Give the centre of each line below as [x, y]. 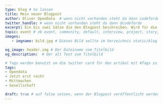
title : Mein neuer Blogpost [33, 14]
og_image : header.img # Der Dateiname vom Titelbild [59, 50]
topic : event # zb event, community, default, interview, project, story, [82, 32]
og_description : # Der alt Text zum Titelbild [54, 54]
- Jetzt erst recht [25, 76]
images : [13, 37]
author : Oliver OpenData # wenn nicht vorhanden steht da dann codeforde [82, 18]
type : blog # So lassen [29, 9]
